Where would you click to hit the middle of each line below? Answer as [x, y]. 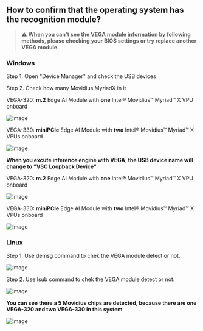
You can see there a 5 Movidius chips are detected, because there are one [101, 303]
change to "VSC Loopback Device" [52, 166]
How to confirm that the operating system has [95, 10]
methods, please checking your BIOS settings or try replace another [109, 41]
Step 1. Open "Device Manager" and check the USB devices [81, 76]
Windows [21, 63]
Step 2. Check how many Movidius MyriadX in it [66, 88]
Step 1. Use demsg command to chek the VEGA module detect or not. [93, 256]
